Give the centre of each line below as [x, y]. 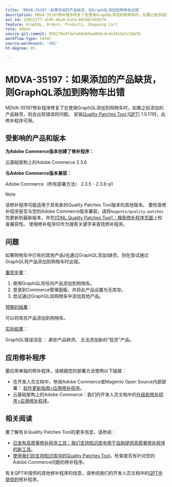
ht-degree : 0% [20, 48]
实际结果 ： [17, 329]
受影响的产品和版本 [36, 138]
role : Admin [18, 29]
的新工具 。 [24, 449]
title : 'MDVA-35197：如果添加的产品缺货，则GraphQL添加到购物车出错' [73, 10]
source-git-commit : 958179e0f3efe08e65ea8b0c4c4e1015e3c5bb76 [73, 34]
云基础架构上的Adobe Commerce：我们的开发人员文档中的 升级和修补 [86, 394]
